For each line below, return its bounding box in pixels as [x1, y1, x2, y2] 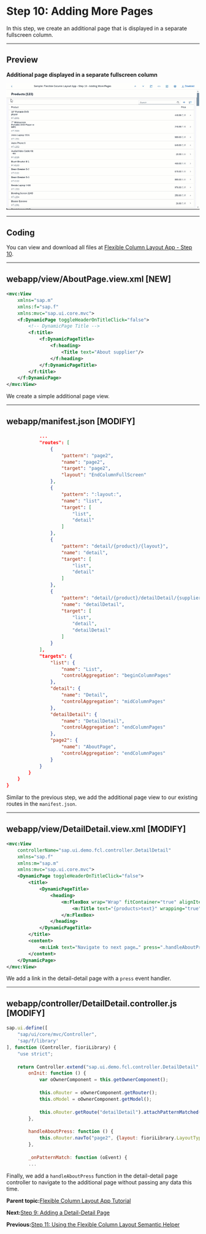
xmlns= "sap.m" [17, 297, 53, 303]
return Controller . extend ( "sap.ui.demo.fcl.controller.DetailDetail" [17, 1063, 199, 1070]
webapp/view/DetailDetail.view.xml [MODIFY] [6, 823, 186, 834]
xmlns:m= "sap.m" [17, 860, 59, 866]
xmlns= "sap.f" [17, 854, 53, 860]
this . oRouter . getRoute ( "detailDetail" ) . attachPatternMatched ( [39, 1109, 202, 1115]
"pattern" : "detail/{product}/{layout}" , [61, 543, 169, 549]
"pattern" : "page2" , [61, 452, 114, 458]
